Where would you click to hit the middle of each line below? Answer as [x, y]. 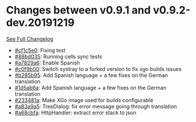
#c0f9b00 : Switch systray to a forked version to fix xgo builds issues [98, 69]
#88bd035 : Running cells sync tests [58, 56]
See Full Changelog [30, 39]
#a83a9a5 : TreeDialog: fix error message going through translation [96, 106]
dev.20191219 [40, 23]
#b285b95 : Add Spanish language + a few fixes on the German [91, 75]
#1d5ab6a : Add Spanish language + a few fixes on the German [90, 87]
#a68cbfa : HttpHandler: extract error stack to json [75, 113]
